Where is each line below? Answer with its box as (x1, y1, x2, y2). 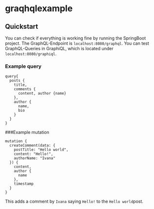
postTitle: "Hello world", (14, 147, 69, 152)
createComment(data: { (9, 143, 56, 148)
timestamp (14, 181, 34, 187)
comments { (14, 87, 36, 92)
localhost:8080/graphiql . (5, 51, 57, 57)
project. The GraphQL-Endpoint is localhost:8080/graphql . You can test (5, 40, 150, 46)
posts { (9, 78, 25, 83)
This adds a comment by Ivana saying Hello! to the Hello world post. (5, 198, 144, 205)
